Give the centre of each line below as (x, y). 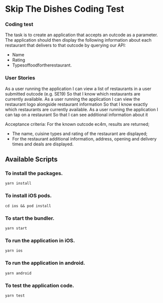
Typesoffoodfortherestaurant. (42, 65)
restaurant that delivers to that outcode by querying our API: (65, 46)
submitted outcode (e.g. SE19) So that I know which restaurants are (73, 93)
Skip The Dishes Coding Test (65, 9)
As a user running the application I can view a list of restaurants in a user (78, 89)
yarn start (16, 229)
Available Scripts (31, 159)
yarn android (18, 273)
